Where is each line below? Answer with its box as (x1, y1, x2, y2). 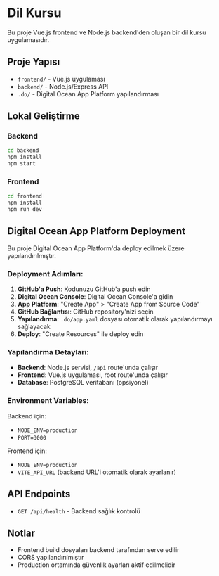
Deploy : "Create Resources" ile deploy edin (17, 330, 144, 338)
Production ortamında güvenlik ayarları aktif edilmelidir (17, 561, 175, 569)
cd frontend (7, 193, 42, 200)
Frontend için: (7, 447, 48, 455)
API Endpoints (7, 488, 71, 500)
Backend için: (7, 411, 47, 420)
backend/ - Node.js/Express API (17, 82, 109, 91)
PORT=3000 (17, 434, 47, 441)
